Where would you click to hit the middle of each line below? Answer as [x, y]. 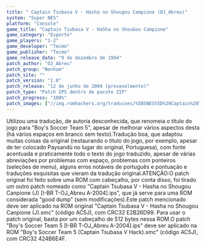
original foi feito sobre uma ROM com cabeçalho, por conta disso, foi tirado [101, 179]
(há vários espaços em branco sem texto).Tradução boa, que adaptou [94, 134]
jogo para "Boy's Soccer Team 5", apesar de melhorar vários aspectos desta [103, 127]
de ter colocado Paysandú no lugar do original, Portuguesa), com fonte [96, 147]
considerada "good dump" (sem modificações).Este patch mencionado [96, 199]
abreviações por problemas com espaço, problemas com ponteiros [91, 160]
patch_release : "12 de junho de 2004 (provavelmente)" [78, 87]
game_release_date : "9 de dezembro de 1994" [64, 58]
